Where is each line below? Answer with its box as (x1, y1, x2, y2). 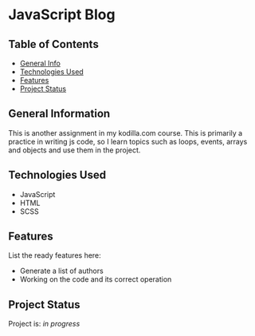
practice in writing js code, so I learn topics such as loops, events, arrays (8, 136, 248, 146)
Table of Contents (8, 38, 100, 51)
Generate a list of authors (19, 266, 104, 276)
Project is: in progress (8, 319, 80, 329)
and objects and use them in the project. (8, 145, 141, 155)
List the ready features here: (8, 251, 101, 260)
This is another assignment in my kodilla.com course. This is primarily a (8, 128, 243, 137)
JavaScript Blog (8, 6, 116, 24)
